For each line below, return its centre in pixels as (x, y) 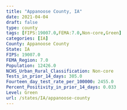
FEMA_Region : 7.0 (27, 60)
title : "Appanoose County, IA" (44, 11)
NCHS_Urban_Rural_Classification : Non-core (60, 71)
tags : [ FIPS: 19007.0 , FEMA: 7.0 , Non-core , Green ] (64, 33)
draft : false (22, 22)
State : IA (18, 49)
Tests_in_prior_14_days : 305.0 (44, 76)
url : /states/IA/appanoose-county (48, 98)
